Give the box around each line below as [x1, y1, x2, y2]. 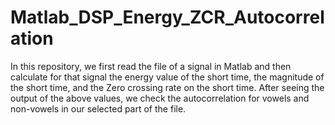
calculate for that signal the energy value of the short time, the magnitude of [10, 71, 325, 83]
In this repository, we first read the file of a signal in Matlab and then [10, 60, 292, 72]
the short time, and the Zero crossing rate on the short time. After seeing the [10, 81, 325, 93]
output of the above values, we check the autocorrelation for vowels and [10, 92, 310, 104]
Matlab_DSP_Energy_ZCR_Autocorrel [10, 6, 325, 29]
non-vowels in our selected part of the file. [10, 102, 187, 115]
